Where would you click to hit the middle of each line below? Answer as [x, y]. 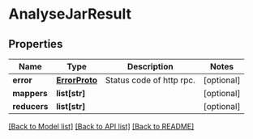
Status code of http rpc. [150, 80]
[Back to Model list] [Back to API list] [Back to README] [101, 126]
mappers [30, 93]
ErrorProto [77, 80]
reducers [30, 106]
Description [150, 67]
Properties [36, 44]
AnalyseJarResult [70, 14]
